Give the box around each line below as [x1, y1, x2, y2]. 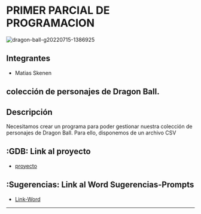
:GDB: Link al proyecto [6, 146, 91, 157]
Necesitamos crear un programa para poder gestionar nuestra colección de [6, 123, 193, 130]
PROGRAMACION [6, 16, 95, 30]
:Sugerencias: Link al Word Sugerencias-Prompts [6, 180, 194, 190]
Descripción [6, 107, 53, 117]
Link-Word [14, 195, 41, 203]
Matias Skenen [14, 69, 52, 77]
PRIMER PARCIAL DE [6, 4, 110, 17]
